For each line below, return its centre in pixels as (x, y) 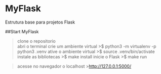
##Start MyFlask (22, 31)
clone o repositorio (36, 41)
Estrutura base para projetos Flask (40, 22)
